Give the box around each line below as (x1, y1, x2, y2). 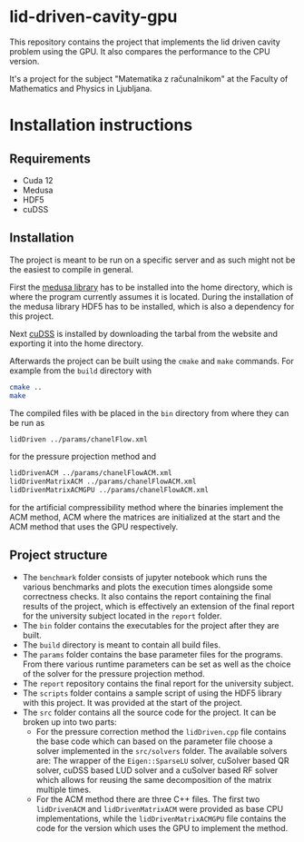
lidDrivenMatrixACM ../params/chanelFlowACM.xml (9, 477, 197, 487)
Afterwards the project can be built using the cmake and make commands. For (9, 355, 295, 366)
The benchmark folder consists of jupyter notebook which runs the (22, 571, 268, 582)
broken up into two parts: (22, 716, 118, 728)
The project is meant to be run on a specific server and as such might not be (9, 254, 296, 265)
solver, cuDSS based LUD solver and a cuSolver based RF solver (35, 765, 279, 776)
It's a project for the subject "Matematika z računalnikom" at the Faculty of (9, 73, 289, 84)
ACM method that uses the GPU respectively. (9, 521, 179, 532)
